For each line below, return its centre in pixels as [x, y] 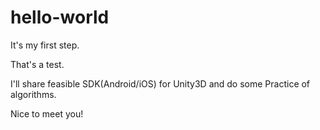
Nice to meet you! [47, 113]
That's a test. [37, 64]
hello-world [60, 17]
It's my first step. [45, 45]
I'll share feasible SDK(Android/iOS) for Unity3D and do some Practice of [160, 83]
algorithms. [33, 94]
